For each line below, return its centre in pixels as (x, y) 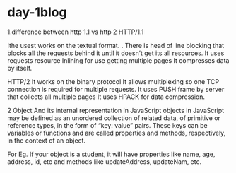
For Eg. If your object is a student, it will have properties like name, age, (111, 154)
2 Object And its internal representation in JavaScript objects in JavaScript (116, 110)
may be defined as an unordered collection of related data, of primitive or (114, 118)
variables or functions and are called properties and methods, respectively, (117, 133)
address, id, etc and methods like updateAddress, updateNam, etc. (105, 161)
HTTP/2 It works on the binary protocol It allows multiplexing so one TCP (113, 81)
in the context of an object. (47, 140)
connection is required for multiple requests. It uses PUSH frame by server (116, 89)
